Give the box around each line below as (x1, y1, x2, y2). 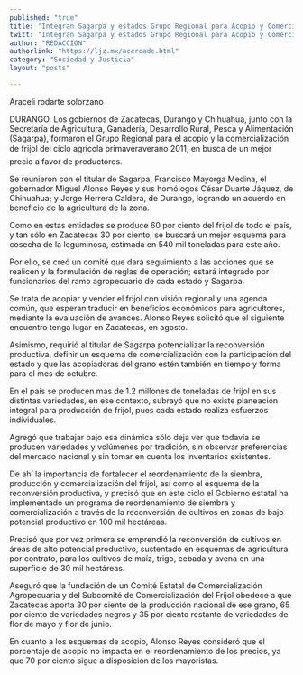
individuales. (9, 414, 57, 425)
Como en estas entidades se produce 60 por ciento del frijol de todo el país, (9, 219, 292, 230)
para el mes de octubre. (9, 367, 98, 379)
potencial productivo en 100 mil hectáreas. (9, 516, 168, 527)
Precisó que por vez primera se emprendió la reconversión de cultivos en (9, 533, 282, 544)
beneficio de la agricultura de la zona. (9, 202, 151, 213)
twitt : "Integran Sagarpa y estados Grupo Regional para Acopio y (9, 30, 264, 39)
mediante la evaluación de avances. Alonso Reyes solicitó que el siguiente (9, 312, 285, 323)
